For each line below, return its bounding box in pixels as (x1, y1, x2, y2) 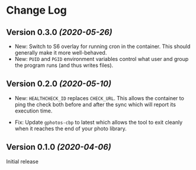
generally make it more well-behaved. (14, 49, 107, 56)
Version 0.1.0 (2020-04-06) (6, 142, 111, 152)
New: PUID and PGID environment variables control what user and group (14, 56, 189, 62)
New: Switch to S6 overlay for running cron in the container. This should (14, 43, 191, 50)
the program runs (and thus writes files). (14, 62, 114, 69)
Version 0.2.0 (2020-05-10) (6, 79, 111, 89)
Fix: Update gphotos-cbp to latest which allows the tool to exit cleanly (14, 118, 183, 126)
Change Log (6, 4, 67, 17)
